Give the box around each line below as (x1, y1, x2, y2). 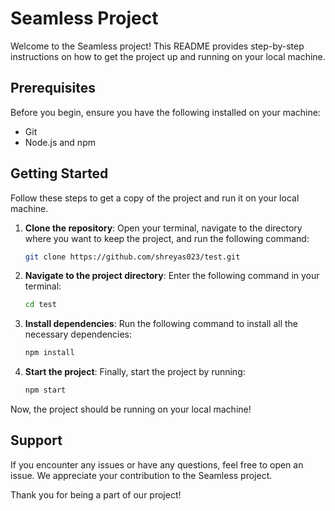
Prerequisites (10, 80, 96, 97)
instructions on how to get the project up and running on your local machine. (10, 50, 326, 62)
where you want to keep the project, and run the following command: (24, 232, 310, 244)
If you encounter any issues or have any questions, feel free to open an (10, 458, 304, 471)
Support (10, 432, 63, 449)
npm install (24, 348, 75, 358)
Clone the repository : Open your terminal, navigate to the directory (24, 222, 303, 234)
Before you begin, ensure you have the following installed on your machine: (10, 106, 321, 118)
